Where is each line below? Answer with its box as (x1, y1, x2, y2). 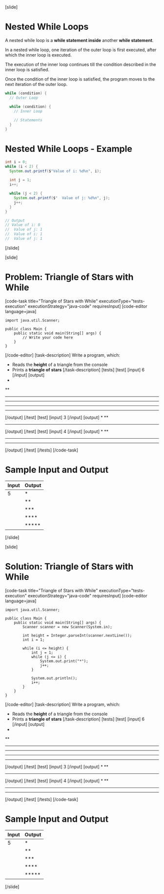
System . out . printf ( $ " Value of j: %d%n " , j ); (14, 195, 110, 200)
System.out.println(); (31, 676, 78, 681)
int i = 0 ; (5, 159, 27, 164)
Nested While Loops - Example (5, 144, 133, 154)
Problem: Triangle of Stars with (5, 272, 134, 283)
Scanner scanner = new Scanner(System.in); (22, 624, 112, 629)
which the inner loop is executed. (5, 52, 72, 58)
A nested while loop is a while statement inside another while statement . (5, 37, 154, 43)
